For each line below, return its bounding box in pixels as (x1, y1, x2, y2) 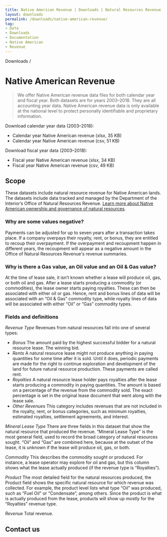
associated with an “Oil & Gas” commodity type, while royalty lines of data (5, 295, 157, 301)
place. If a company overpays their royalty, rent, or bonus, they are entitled (5, 235, 158, 241)
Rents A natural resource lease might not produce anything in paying (12, 350, 153, 356)
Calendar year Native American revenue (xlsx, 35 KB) (12, 133, 122, 138)
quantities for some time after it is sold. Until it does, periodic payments (12, 356, 159, 362)
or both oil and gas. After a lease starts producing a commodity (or (5, 279, 142, 285)
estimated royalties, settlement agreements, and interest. (12, 414, 129, 420)
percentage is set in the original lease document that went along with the (12, 393, 162, 399)
